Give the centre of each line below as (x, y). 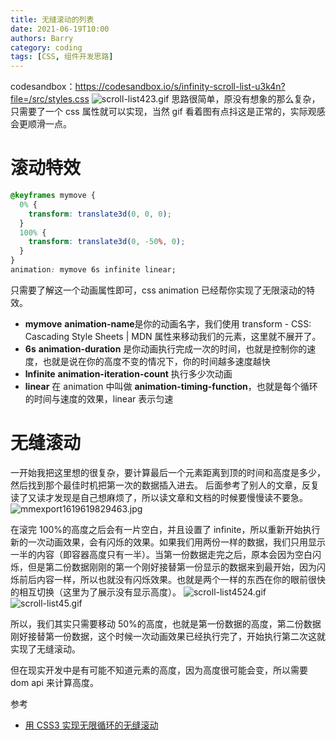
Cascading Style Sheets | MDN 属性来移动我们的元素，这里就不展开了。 (173, 336)
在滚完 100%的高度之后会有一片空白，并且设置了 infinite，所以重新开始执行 (165, 529)
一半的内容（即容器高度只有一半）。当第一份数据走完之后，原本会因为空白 (161, 554)
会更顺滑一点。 (41, 124)
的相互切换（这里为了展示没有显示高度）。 (96, 592)
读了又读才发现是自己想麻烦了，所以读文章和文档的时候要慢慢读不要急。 (159, 497)
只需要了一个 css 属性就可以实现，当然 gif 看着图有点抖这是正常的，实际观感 (168, 112)
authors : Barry (42, 38)
